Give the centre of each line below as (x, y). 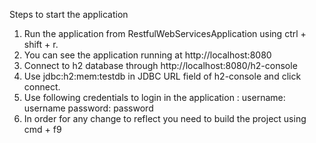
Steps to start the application (69, 14)
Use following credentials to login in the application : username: (154, 97)
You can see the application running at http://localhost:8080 (147, 55)
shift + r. (41, 44)
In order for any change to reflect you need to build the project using (165, 118)
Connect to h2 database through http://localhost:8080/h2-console (160, 65)
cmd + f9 (42, 129)
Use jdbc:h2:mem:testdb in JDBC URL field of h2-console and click (162, 76)
